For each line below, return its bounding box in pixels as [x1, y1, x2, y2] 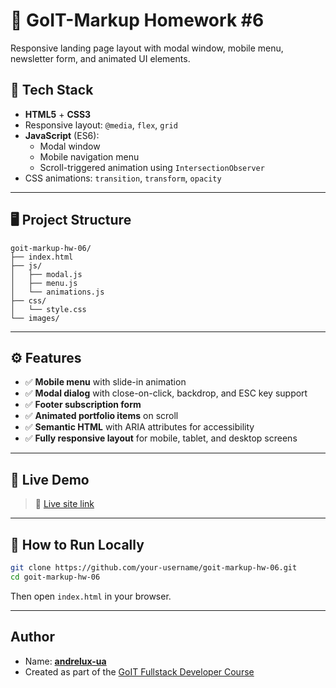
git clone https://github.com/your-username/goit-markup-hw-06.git [10, 563, 298, 573]
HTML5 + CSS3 [24, 108, 92, 120]
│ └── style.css [10, 304, 87, 314]
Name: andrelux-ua [24, 655, 107, 667]
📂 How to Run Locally [10, 536, 145, 553]
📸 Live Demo [10, 471, 90, 488]
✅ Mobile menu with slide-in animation [24, 376, 187, 388]
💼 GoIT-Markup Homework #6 [10, 9, 265, 32]
